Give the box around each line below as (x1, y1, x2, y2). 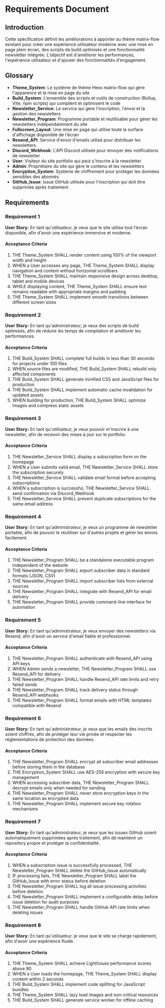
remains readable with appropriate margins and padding (12, 289, 126, 295)
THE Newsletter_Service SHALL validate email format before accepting (12, 475, 156, 481)
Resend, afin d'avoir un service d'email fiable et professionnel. (5, 633, 132, 639)
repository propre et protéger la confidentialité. (5, 840, 100, 846)
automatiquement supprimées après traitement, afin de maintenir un (5, 835, 143, 841)
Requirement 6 (5, 714, 41, 721)
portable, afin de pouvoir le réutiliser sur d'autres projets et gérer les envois (5, 529, 158, 535)
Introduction (5, 23, 44, 32)
